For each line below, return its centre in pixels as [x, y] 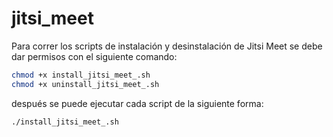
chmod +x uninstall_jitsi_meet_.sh [85, 84]
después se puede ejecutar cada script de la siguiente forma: [137, 103]
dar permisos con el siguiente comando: [94, 56]
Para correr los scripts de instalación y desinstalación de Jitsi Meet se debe [167, 46]
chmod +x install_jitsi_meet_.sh [81, 75]
